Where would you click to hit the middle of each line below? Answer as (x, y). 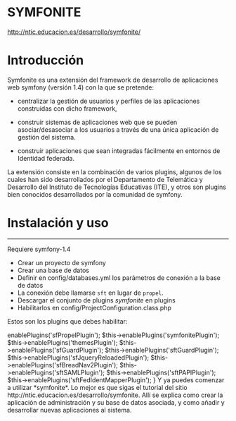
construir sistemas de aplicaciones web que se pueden (97, 122)
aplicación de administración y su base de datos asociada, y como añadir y (116, 402)
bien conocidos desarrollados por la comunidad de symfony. (95, 194)
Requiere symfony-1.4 (39, 249)
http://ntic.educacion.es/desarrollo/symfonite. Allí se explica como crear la (115, 395)
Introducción (46, 60)
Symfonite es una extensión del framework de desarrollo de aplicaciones (113, 80)
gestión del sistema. (46, 137)
